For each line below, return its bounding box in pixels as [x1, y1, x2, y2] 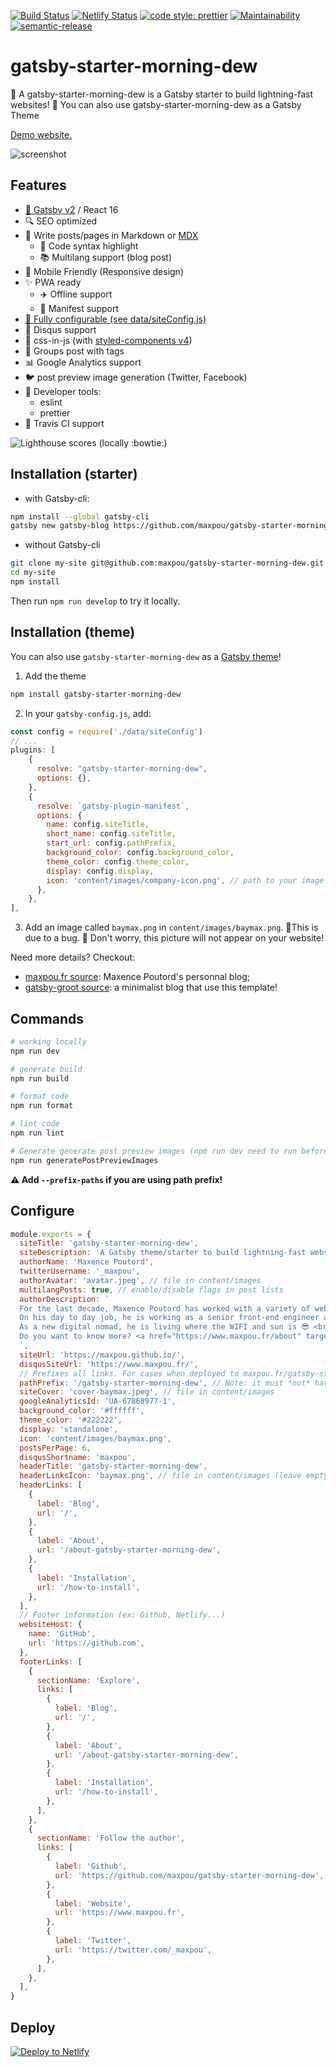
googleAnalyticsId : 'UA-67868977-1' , [19, 1396, 177, 1407]
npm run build [10, 1073, 70, 1084]
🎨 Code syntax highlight [39, 240, 139, 252]
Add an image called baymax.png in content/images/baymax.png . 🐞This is [24, 921, 319, 934]
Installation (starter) [10, 466, 138, 483]
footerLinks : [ [19, 1656, 83, 1667]
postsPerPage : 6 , [19, 1443, 92, 1453]
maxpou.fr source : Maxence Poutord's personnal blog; [24, 971, 251, 983]
